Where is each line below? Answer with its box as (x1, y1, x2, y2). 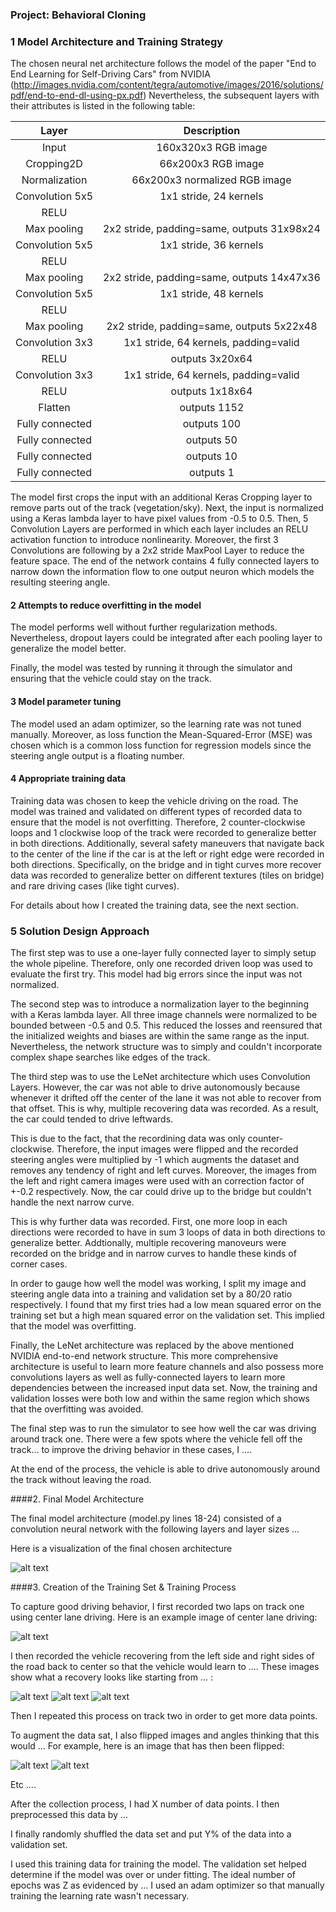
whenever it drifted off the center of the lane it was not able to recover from (10, 1092, 322, 1104)
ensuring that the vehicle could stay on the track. (10, 673, 212, 685)
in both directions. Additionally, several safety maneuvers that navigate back (10, 837, 325, 849)
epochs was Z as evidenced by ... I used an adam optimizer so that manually (10, 1879, 325, 1892)
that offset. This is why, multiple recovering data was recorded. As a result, (10, 1103, 319, 1115)
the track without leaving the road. (10, 1474, 152, 1486)
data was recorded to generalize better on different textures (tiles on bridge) (10, 869, 325, 881)
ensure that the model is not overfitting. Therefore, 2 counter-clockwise (10, 816, 306, 828)
